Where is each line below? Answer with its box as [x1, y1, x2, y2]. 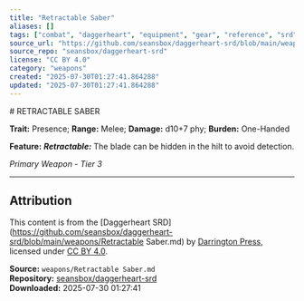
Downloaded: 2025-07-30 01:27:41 [9, 283, 142, 294]
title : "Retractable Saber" [9, 13, 116, 23]
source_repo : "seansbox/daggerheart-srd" [9, 47, 168, 56]
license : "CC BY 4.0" [9, 55, 91, 64]
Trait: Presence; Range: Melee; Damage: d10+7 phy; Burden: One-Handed [9, 123, 290, 134]
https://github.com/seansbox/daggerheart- [12, 227, 174, 238]
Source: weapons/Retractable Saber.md [9, 264, 156, 275]
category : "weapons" [9, 64, 88, 73]
